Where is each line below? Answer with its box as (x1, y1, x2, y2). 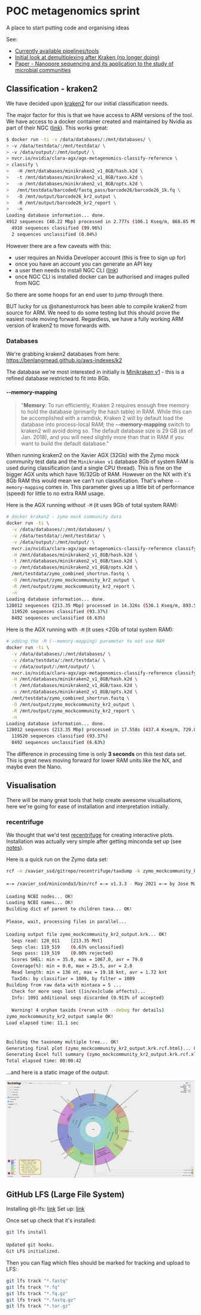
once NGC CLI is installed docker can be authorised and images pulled (14, 273, 190, 280)
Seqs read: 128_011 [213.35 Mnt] (11, 938, 103, 944)
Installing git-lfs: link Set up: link (6, 1205, 85, 1212)
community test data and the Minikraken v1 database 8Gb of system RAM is (6, 458, 194, 466)
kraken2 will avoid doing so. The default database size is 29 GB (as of (20, 427, 193, 434)
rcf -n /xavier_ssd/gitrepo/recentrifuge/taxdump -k (6, 868, 141, 874)
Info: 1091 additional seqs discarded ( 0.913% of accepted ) (11, 995, 165, 1001)
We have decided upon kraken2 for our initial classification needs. (6, 100, 169, 107)
